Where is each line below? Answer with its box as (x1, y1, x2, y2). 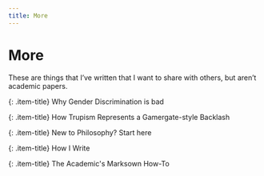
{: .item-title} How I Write (8, 143, 90, 153)
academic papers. (8, 81, 68, 90)
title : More (8, 11, 48, 20)
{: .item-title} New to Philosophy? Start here (8, 127, 152, 137)
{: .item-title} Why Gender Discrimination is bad (8, 97, 164, 106)
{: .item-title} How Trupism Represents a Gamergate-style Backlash (8, 112, 230, 122)
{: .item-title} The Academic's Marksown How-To (8, 158, 170, 168)
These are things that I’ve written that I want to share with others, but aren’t (8, 73, 257, 82)
